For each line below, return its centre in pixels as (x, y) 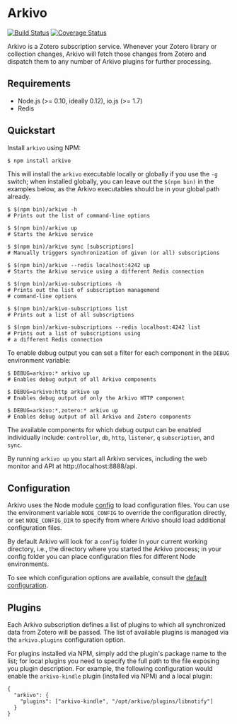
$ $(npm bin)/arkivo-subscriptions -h (64, 284)
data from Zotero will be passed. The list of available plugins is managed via (118, 633)
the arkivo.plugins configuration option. (67, 640)
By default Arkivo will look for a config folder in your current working (107, 542)
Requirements (39, 84)
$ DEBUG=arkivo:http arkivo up (53, 392)
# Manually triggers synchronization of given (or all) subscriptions (114, 253)
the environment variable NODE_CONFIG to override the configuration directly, (117, 513)
